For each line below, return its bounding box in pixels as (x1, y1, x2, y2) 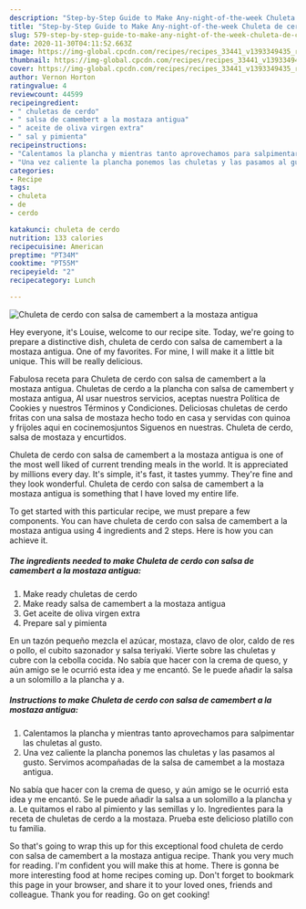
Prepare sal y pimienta (22, 617, 107, 628)
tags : (9, 183, 30, 193)
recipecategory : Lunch (9, 276, 96, 286)
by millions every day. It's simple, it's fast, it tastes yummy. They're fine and (9, 468, 293, 479)
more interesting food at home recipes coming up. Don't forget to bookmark (9, 869, 294, 881)
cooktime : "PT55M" (9, 259, 79, 268)
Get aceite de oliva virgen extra (22, 608, 141, 619)
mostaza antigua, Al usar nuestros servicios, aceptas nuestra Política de (9, 392, 280, 403)
